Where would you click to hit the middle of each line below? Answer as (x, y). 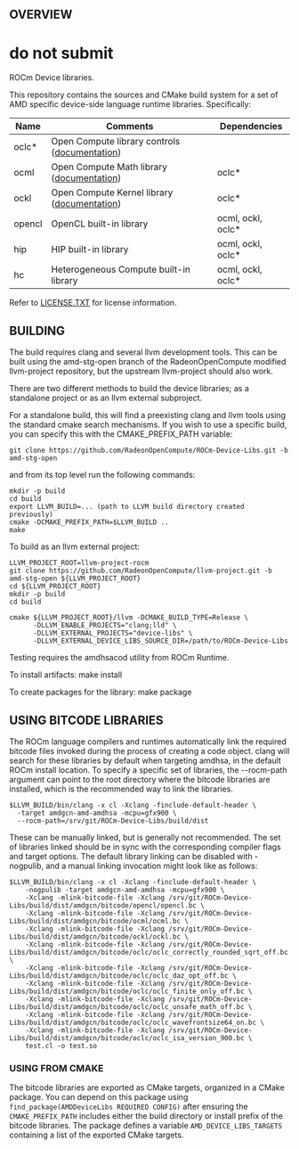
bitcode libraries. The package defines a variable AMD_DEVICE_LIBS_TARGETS (146, 1126)
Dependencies (251, 127)
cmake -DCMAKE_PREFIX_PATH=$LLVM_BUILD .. (89, 522)
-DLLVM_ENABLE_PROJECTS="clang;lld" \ (105, 626)
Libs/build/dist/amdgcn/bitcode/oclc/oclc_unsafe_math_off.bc (127, 1006)
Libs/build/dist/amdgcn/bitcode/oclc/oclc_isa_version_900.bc (127, 1038)
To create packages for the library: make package (101, 692)
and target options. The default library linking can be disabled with (131, 856)
